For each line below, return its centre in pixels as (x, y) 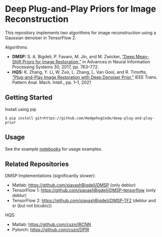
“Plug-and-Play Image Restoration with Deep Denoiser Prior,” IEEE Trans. (85, 77)
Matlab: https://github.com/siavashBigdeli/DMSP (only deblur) (74, 185)
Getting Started (29, 98)
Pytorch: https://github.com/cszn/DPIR (51, 230)
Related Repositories (37, 164)
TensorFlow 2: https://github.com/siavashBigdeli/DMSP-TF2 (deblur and (84, 201)
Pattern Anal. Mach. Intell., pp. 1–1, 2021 (51, 82)
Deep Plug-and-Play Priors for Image (81, 9)
